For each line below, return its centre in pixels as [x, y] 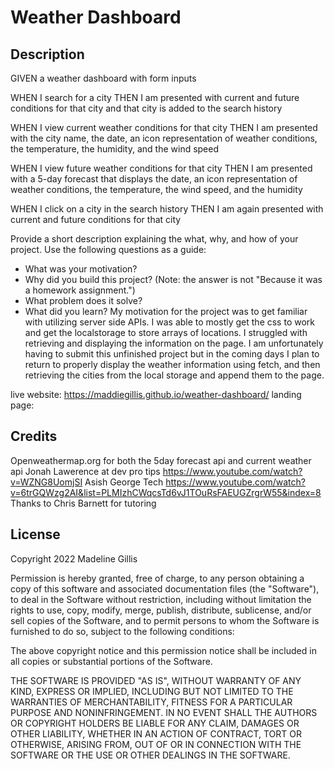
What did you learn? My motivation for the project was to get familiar [166, 311]
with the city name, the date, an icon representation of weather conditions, [164, 138]
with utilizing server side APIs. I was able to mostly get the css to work [169, 322]
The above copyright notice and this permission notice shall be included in [163, 650]
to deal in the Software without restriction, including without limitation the [161, 599]
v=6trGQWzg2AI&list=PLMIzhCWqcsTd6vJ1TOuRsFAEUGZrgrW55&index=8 [166, 492]
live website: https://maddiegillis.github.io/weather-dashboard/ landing [156, 394]
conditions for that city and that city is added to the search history [146, 108]
